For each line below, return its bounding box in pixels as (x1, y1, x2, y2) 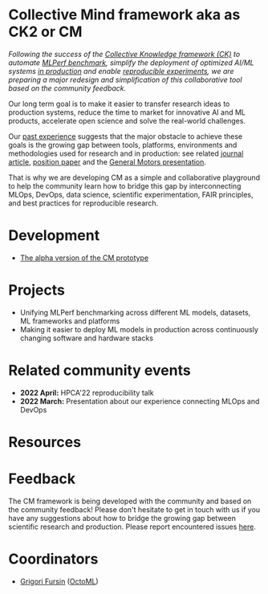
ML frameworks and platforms (19, 315, 120, 326)
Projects (8, 281, 66, 299)
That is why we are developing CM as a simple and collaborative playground (8, 173, 261, 182)
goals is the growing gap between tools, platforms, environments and (8, 140, 238, 149)
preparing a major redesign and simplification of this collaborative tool (8, 75, 242, 84)
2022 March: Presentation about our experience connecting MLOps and (19, 396, 260, 406)
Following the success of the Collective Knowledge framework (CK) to (8, 49, 241, 59)
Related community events (8, 361, 191, 379)
